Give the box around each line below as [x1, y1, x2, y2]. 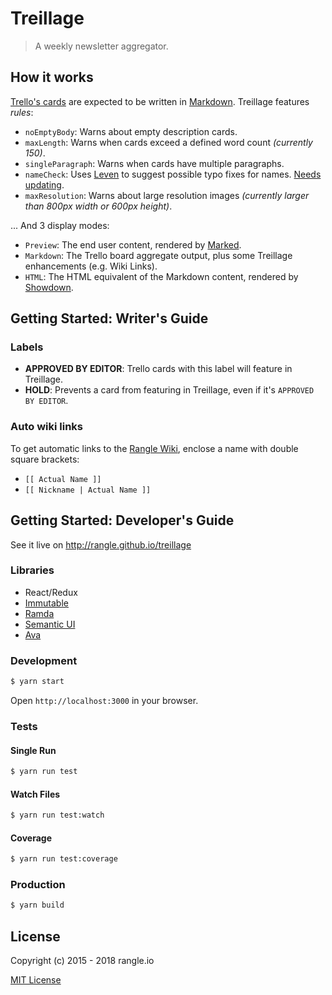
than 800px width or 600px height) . [24, 200, 173, 212]
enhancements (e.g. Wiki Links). [24, 260, 158, 272]
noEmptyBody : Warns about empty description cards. [24, 125, 238, 137]
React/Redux [24, 586, 78, 598]
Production [10, 878, 66, 892]
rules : [10, 106, 34, 118]
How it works [10, 69, 94, 86]
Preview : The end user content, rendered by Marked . [24, 238, 242, 251]
